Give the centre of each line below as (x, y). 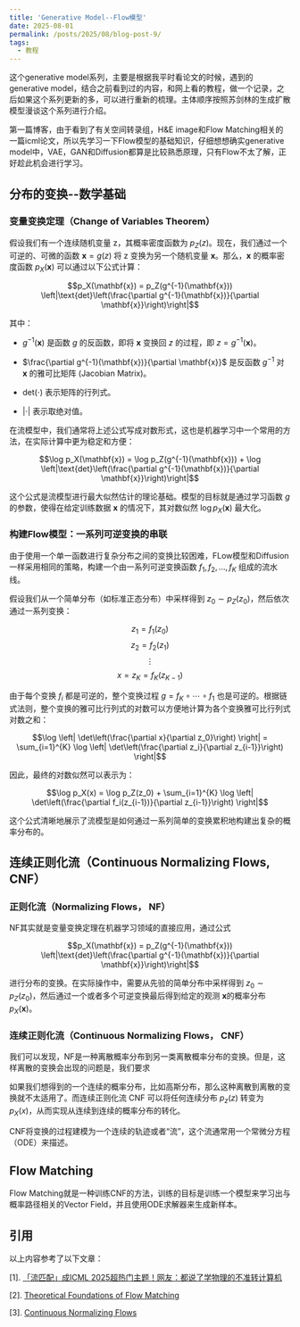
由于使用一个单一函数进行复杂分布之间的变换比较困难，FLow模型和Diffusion (149, 555)
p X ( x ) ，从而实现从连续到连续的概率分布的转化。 (97, 1111)
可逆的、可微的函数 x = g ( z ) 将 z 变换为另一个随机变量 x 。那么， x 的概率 (143, 255)
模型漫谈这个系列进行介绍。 (60, 111)
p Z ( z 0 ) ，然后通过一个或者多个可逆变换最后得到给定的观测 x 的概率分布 (137, 997)
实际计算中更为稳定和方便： (83, 441)
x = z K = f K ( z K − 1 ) (150, 676)
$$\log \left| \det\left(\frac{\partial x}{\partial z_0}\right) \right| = (150, 737)
